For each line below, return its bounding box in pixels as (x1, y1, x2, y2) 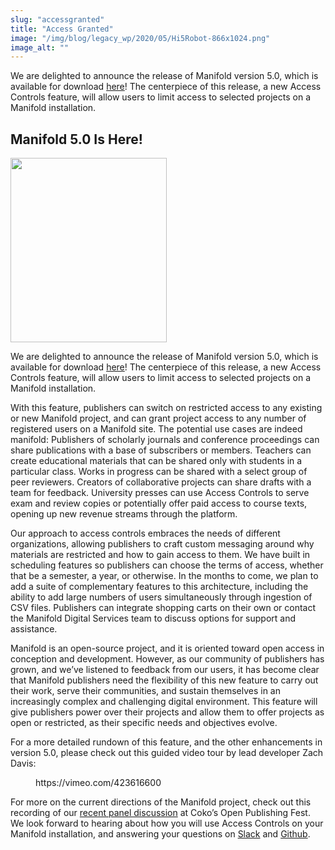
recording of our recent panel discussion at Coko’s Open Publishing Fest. (10, 807, 311, 819)
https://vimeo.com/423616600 (35, 777, 162, 789)
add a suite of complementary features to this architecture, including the (10, 581, 309, 593)
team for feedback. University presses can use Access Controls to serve (10, 487, 310, 499)
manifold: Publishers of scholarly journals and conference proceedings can (10, 434, 320, 446)
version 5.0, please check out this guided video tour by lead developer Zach (10, 747, 324, 759)
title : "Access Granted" (10, 24, 114, 34)
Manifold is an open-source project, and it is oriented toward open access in (10, 642, 325, 655)
